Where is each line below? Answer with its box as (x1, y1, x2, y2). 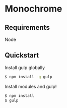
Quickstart (5, 51, 39, 60)
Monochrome (5, 3, 62, 15)
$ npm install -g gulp (5, 74, 52, 79)
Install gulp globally (5, 64, 45, 71)
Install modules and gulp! (5, 83, 57, 89)
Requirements (5, 23, 50, 32)
